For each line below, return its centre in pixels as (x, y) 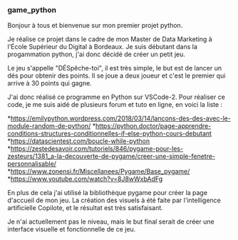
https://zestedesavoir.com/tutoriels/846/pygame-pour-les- (97, 149)
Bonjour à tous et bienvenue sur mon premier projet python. (95, 26)
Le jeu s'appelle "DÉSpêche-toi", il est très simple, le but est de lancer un (115, 68)
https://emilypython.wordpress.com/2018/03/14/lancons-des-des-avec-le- (121, 118)
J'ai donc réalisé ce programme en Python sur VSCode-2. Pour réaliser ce (117, 97)
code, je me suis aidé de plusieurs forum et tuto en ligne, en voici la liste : (115, 105)
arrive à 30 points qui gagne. (50, 83)
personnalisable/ (32, 164)
